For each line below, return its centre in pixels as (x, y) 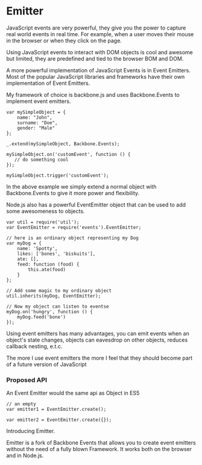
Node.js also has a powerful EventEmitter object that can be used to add (96, 204)
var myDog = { (24, 243)
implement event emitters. (39, 101)
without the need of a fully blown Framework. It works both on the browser (99, 449)
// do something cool (41, 160)
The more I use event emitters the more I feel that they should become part (99, 358)
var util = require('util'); (43, 222)
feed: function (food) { (48, 264)
